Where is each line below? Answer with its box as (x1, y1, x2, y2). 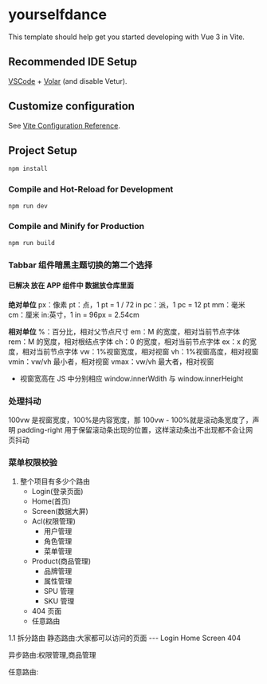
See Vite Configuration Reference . (8, 121, 121, 130)
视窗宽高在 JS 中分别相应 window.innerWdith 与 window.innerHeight (19, 374, 244, 383)
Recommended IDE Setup (8, 55, 138, 69)
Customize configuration (8, 100, 135, 113)
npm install (8, 165, 48, 173)
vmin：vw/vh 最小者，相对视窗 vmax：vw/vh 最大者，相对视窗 (8, 357, 214, 366)
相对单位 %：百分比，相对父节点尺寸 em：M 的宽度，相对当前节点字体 (8, 326, 241, 336)
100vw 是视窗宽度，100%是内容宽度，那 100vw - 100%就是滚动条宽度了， (8, 415, 253, 425)
